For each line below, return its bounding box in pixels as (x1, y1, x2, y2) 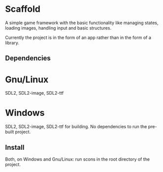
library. (5, 39, 20, 45)
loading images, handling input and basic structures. (5, 25, 112, 31)
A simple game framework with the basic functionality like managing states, (5, 20, 159, 26)
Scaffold (5, 3, 41, 15)
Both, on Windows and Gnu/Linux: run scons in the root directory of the (5, 156, 150, 162)
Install (5, 143, 25, 151)
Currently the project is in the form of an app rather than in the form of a (5, 34, 152, 40)
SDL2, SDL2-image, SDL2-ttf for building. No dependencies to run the (5, 124, 147, 130)
